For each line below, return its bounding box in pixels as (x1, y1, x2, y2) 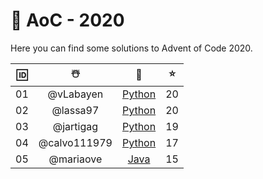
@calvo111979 (38, 135, 113, 149)
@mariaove (48, 152, 103, 166)
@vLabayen (47, 87, 104, 101)
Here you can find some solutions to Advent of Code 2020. (10, 42, 253, 54)
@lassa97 (51, 103, 100, 117)
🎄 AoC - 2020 (10, 9, 125, 32)
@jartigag (52, 119, 99, 133)
